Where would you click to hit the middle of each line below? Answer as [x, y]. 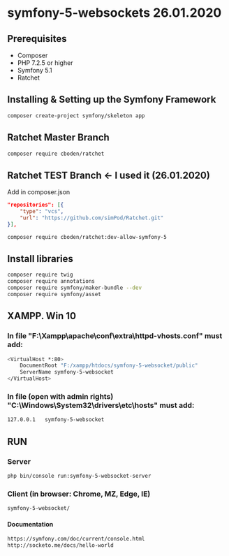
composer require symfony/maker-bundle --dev [74, 288]
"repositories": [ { [36, 205]
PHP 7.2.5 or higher [45, 63]
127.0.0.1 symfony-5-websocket [56, 420]
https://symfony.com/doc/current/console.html [76, 539]
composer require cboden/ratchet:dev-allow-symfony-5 [87, 237]
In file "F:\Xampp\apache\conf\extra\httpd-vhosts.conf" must [115, 336]
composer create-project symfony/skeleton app [76, 116]
